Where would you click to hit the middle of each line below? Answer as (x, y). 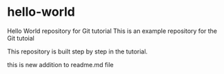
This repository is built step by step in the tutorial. (78, 51)
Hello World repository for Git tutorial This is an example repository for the (112, 31)
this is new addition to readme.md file (60, 64)
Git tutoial (21, 38)
